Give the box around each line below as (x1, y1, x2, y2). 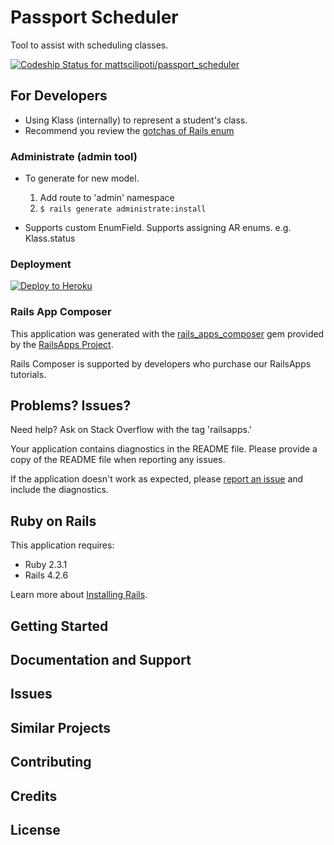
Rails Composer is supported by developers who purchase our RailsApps (10, 357, 312, 370)
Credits (10, 787, 58, 805)
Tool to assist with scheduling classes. (10, 39, 169, 51)
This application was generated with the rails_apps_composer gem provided (10, 327, 325, 340)
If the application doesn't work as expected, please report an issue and (10, 473, 304, 485)
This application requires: (10, 539, 115, 551)
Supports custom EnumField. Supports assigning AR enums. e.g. (24, 222, 292, 234)
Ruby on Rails (10, 512, 97, 530)
